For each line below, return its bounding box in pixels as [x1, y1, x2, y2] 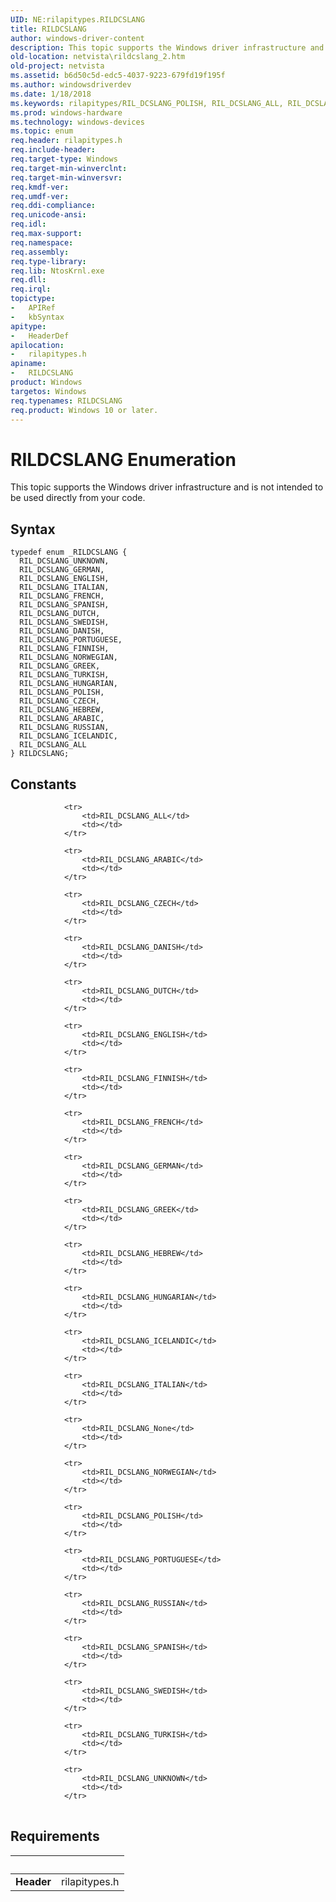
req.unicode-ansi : [10, 210, 87, 220]
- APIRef [10, 303, 56, 313]
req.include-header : [10, 145, 97, 155]
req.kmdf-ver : [10, 182, 70, 192]
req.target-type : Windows [10, 154, 118, 164]
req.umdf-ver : [10, 191, 70, 201]
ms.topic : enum [10, 126, 74, 136]
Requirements [10, 1828, 100, 1845]
